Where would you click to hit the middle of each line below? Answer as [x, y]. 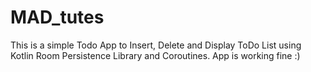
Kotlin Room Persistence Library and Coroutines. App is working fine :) [155, 55]
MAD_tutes [57, 17]
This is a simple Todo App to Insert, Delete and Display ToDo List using [156, 45]
